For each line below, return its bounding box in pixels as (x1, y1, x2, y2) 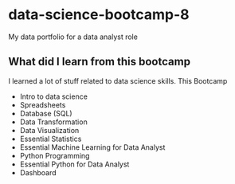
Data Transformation (19, 117, 88, 127)
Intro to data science (19, 92, 88, 101)
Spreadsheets (19, 100, 66, 109)
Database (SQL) (19, 108, 73, 118)
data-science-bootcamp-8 (8, 6, 190, 24)
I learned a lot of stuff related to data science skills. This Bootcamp (8, 76, 228, 85)
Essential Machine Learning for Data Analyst (19, 142, 166, 152)
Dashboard (19, 167, 57, 177)
